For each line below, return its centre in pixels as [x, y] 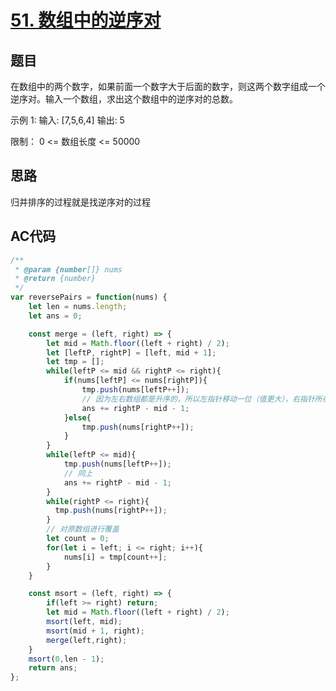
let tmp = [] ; [75, 362]
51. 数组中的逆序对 [86, 20]
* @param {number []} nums [68, 269]
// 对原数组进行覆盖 [83, 529]
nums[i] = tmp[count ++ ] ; [115, 557]
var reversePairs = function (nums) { [89, 297]
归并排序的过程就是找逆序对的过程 [80, 202]
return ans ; [53, 668]
